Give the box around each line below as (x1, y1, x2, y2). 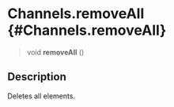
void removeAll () (26, 47, 85, 57)
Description (7, 70, 66, 83)
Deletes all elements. (7, 91, 76, 101)
